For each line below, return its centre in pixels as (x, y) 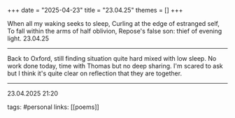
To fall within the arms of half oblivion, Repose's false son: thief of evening (115, 31)
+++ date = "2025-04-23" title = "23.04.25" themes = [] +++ (95, 10)
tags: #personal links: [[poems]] (53, 107)
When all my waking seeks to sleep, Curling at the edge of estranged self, (114, 23)
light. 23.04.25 (28, 38)
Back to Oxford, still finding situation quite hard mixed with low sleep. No (112, 58)
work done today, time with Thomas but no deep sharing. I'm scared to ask (115, 66)
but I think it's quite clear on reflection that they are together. (95, 73)
